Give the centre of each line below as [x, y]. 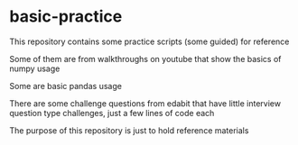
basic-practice [66, 17]
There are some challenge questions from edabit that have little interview [145, 103]
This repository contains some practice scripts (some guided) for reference [149, 41]
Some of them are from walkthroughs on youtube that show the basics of [145, 59]
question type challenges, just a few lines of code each [112, 113]
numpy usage [35, 68]
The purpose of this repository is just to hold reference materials [129, 130]
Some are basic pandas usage [65, 86]
